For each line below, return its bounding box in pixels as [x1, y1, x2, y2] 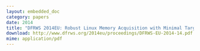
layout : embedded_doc [6, 8, 60, 15]
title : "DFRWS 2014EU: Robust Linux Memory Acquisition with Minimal [6, 25, 183, 31]
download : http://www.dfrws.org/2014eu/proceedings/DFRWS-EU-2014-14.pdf [6, 30, 193, 36]
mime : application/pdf [6, 36, 62, 42]
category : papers [6, 14, 49, 20]
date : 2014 [6, 19, 33, 25]
